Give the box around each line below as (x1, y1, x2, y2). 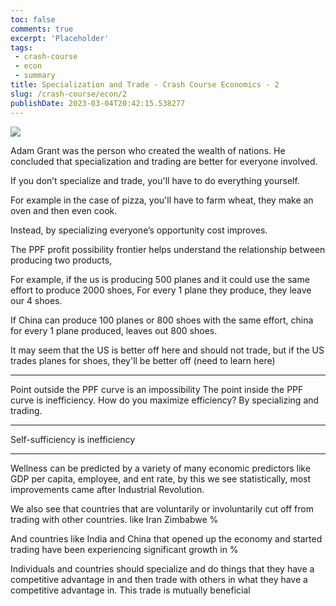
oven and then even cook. (10, 204, 118, 216)
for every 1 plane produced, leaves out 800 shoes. (10, 324, 218, 336)
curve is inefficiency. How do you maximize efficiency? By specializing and (10, 394, 320, 406)
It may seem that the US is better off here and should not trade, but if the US (10, 344, 325, 356)
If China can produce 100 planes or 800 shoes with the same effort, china (10, 314, 314, 326)
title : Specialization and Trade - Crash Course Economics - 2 (10, 80, 280, 90)
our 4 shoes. (10, 294, 63, 306)
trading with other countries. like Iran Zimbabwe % (10, 513, 219, 525)
